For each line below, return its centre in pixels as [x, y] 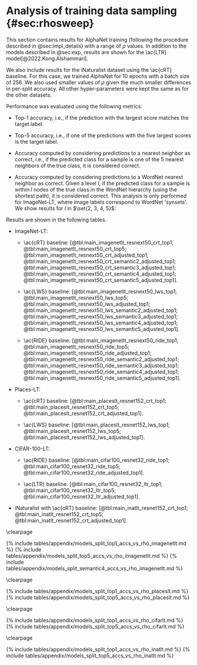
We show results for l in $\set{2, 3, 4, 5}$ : [65, 208]
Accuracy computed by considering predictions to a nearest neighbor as [102, 153]
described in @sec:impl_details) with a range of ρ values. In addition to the [96, 46]
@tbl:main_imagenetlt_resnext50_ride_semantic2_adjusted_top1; [101, 359]
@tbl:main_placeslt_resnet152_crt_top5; [71, 407]
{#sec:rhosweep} [50, 23]
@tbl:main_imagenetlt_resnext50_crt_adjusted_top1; [86, 255]
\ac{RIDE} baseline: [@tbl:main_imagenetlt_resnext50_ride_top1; [101, 340]
